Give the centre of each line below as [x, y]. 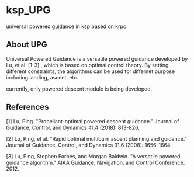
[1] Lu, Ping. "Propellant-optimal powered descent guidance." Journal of [93, 121]
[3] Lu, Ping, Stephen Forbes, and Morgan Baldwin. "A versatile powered [93, 156]
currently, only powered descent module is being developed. [79, 89]
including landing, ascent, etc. [42, 77]
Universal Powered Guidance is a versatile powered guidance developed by [97, 58]
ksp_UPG [28, 10]
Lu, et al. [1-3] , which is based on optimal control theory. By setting [87, 65]
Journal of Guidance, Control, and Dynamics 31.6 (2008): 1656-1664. [89, 145]
